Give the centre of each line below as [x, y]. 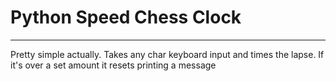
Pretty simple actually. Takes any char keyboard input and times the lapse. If [167, 54]
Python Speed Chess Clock [126, 17]
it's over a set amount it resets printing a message [113, 65]
